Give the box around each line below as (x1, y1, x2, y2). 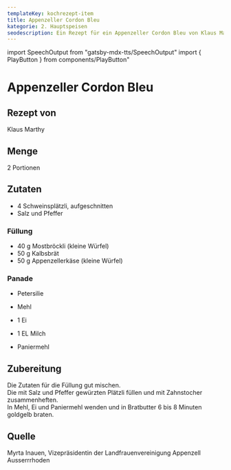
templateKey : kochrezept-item (7, 10, 94, 17)
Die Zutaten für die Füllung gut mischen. (7, 381, 121, 389)
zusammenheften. (7, 396, 58, 404)
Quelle (7, 430, 36, 442)
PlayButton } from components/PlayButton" (7, 56, 130, 64)
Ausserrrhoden (7, 456, 50, 464)
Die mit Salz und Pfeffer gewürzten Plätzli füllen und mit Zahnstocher (7, 389, 203, 397)
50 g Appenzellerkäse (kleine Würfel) (16, 256, 123, 265)
